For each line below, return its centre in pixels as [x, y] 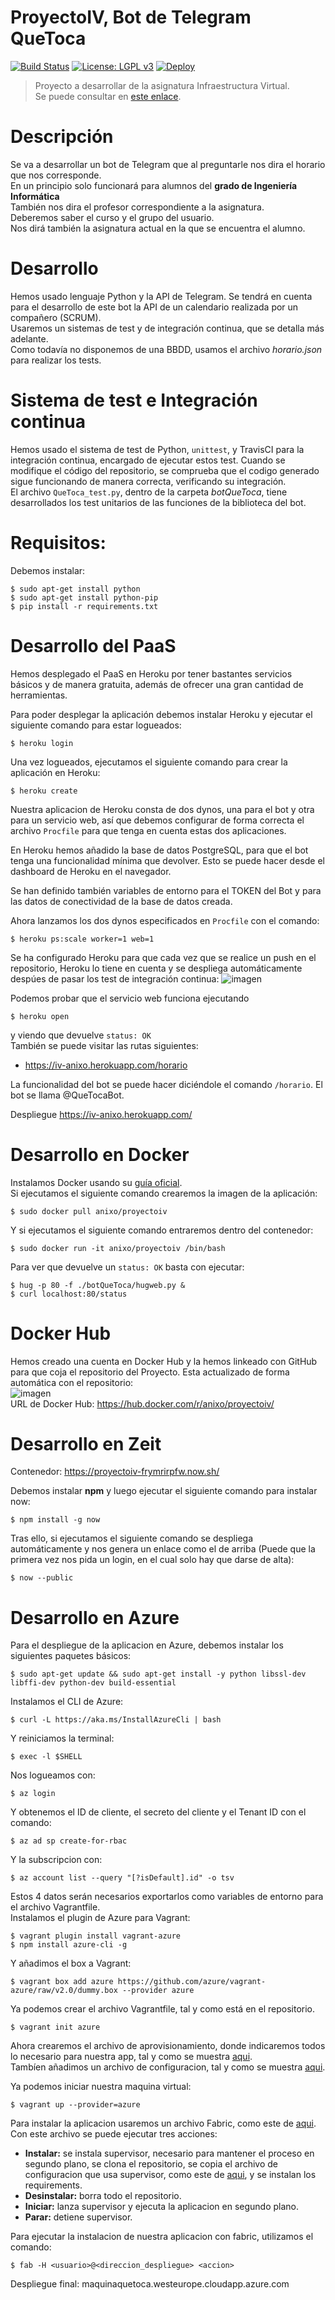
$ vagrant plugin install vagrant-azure [96, 1936]
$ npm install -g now [55, 1520]
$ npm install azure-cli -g [69, 1945]
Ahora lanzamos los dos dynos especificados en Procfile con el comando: [165, 920]
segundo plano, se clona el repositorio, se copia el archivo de [151, 2164]
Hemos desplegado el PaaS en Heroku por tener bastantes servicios [151, 673]
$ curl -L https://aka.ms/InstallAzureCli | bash [116, 1720]
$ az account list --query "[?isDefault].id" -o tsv [122, 1878]
